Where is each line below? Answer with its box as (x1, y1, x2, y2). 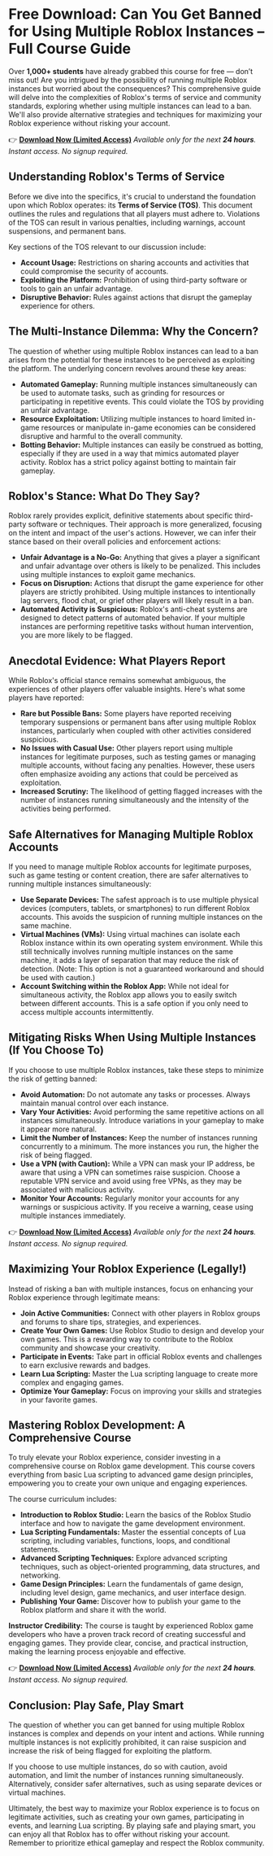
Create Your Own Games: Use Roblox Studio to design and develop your (19, 1325, 265, 1335)
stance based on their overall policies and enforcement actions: (8, 536, 222, 546)
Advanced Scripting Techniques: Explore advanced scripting (19, 1553, 227, 1563)
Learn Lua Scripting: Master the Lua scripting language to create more (19, 1368, 258, 1378)
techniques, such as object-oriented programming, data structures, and (19, 1562, 260, 1572)
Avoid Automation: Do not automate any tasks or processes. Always (19, 1089, 250, 1099)
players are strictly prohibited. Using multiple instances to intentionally (19, 587, 256, 597)
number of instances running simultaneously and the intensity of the (19, 795, 249, 805)
